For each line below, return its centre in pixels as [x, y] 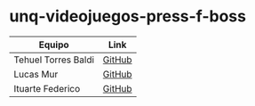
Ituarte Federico [47, 88]
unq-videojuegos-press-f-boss [128, 16]
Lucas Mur [36, 74]
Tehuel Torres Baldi [54, 60]
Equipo [54, 45]
